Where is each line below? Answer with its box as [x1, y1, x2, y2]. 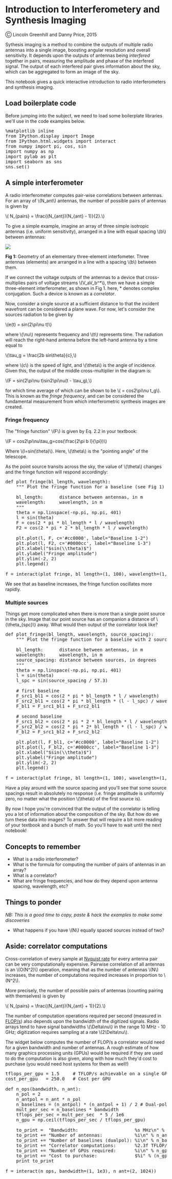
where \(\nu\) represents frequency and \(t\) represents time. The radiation [5, 331, 163, 337]
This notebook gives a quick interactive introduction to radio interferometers [5, 78, 166, 85]
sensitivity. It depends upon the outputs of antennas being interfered [5, 52, 150, 58]
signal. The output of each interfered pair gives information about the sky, [5, 63, 161, 69]
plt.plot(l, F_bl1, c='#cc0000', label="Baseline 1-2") [16, 739, 160, 745]
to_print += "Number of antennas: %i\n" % [16, 1132, 154, 1138]
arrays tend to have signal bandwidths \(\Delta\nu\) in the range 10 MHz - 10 [5, 1024, 166, 1030]
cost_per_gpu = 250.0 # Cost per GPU [5, 1076, 111, 1082]
